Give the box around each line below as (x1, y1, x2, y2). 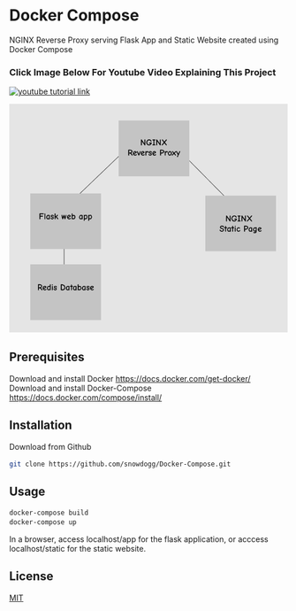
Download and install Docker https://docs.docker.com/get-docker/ (9, 373, 251, 383)
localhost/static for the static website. (9, 543, 147, 553)
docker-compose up (9, 518, 77, 527)
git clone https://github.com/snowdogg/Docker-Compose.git (9, 460, 231, 468)
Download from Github (9, 441, 92, 452)
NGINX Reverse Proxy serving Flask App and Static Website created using (9, 35, 279, 45)
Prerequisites (9, 350, 85, 365)
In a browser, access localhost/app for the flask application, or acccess (9, 533, 269, 545)
